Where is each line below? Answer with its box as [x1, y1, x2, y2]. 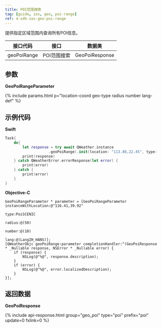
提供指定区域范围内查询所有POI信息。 [5, 30, 81, 36]
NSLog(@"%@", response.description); [22, 254, 98, 259]
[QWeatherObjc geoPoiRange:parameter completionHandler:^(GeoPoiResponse [5, 241, 158, 246]
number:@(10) [5, 229, 32, 233]
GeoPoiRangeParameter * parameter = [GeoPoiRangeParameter [5, 199, 127, 204]
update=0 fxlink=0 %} [5, 317, 49, 323]
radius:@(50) [5, 220, 32, 225]
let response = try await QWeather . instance [22, 145, 114, 149]
